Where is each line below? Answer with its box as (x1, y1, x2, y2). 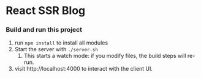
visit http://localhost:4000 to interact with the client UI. (14, 65, 153, 73)
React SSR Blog (6, 4, 86, 18)
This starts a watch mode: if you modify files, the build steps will (23, 52, 186, 60)
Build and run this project (6, 26, 82, 34)
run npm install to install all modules (14, 39, 108, 46)
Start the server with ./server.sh (14, 46, 99, 53)
